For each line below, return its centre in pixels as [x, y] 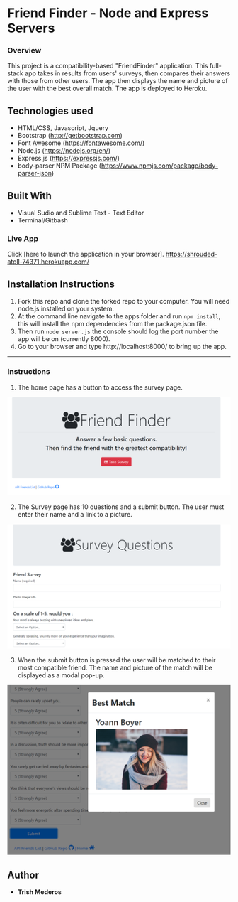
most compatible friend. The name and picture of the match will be [115, 667]
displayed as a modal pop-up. [61, 675]
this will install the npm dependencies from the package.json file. [112, 324]
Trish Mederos [40, 892]
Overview [24, 50]
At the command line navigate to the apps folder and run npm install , [119, 316]
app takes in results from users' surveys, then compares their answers [127, 73]
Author [23, 875]
